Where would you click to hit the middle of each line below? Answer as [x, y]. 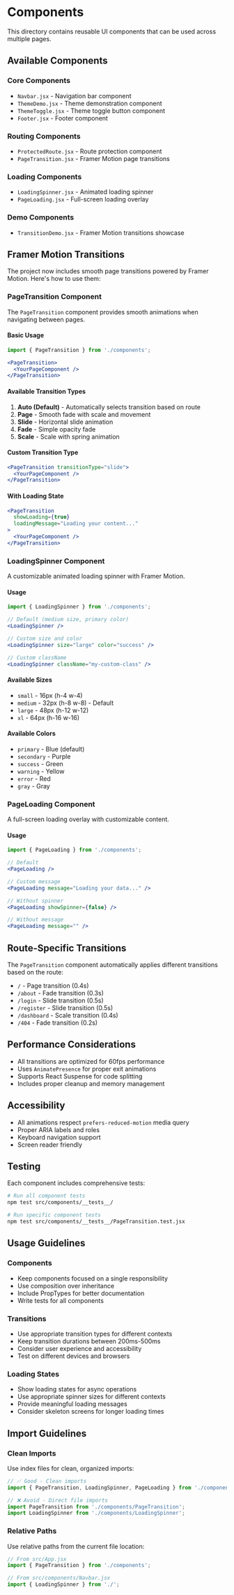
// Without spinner [36, 901]
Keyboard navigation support [59, 1137]
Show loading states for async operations [77, 1389]
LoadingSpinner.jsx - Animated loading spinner [85, 192]
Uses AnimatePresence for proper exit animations [87, 1069]
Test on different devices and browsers [73, 1356]
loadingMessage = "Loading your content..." [76, 524]
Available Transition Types [46, 391]
